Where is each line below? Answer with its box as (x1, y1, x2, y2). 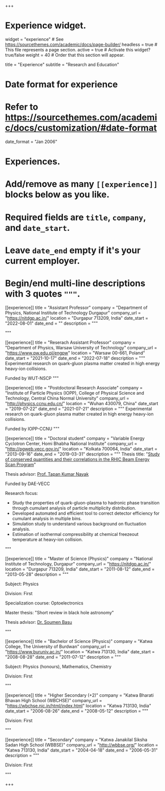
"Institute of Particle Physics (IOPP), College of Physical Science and (5, 390, 144, 396)
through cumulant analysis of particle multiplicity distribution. (12, 505, 137, 511)
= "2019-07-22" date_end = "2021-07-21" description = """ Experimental (5, 406, 152, 412)
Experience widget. (5, 20, 86, 31)
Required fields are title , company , (5, 212, 146, 223)
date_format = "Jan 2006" (5, 139, 57, 145)
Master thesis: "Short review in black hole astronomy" (5, 609, 114, 615)
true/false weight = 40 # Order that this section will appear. (5, 52, 125, 58)
